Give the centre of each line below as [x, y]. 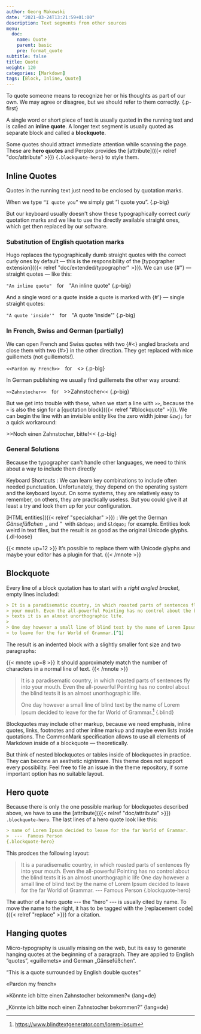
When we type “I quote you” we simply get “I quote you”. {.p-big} [88, 202]
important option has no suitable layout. [55, 773]
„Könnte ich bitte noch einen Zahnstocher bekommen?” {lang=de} [87, 1007]
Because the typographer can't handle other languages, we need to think [96, 462]
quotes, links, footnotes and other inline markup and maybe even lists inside [100, 730]
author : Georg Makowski [36, 12]
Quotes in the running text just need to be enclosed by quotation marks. [95, 190]
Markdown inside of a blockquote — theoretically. [67, 743]
